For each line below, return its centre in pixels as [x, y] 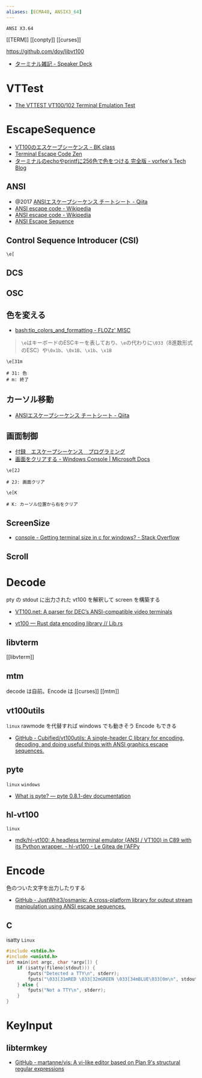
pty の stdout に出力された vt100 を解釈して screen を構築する [83, 600]
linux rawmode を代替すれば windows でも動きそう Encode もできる [92, 726]
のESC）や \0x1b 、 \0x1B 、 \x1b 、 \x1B [66, 350]
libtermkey [27, 1048]
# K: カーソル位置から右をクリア [42, 505]
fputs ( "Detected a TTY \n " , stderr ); [74, 973]
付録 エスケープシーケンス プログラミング [70, 452]
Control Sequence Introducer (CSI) [73, 240]
